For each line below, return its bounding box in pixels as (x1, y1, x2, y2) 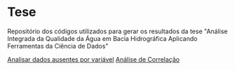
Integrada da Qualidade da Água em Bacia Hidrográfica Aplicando (7, 34, 198, 42)
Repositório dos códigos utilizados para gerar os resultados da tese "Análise (7, 27, 228, 35)
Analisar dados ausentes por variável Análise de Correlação (7, 55, 180, 63)
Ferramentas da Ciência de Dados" (7, 42, 109, 50)
